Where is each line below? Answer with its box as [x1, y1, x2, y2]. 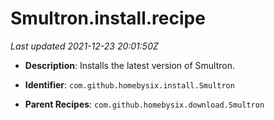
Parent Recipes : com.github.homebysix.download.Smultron [24, 98, 265, 110]
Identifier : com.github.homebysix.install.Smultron [24, 78, 235, 91]
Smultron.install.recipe [10, 7, 206, 30]
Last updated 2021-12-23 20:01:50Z [10, 40, 159, 52]
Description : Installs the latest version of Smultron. [24, 59, 236, 71]
